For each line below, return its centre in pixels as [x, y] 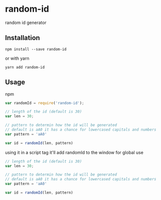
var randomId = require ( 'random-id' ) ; [45, 103]
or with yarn [17, 58]
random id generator [26, 22]
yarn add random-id [25, 67]
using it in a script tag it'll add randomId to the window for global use [74, 152]
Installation [23, 38]
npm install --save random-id [36, 49]
